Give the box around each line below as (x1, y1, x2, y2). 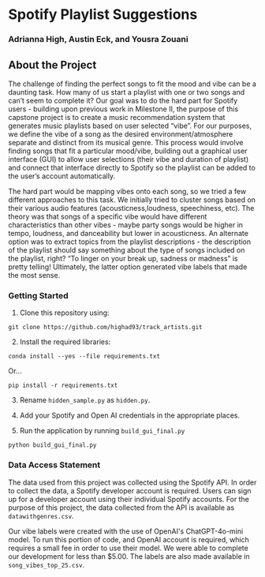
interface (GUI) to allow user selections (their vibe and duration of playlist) (8, 154, 249, 163)
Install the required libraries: (19, 337, 111, 347)
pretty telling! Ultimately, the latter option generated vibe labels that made (8, 262, 248, 272)
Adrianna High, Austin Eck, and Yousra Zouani (8, 34, 188, 45)
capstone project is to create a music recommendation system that (8, 112, 226, 122)
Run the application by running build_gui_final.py (19, 426, 185, 436)
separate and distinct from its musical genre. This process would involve (8, 137, 244, 147)
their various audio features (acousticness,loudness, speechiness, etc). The (8, 203, 255, 212)
